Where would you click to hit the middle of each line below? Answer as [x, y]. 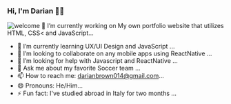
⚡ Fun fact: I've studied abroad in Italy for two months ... [97, 93]
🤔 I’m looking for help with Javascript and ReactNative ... [97, 61]
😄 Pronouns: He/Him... [50, 86]
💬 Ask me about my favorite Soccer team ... [79, 68]
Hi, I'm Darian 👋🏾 [36, 11]
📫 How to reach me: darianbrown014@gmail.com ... [90, 76]
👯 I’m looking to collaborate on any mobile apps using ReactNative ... [114, 53]
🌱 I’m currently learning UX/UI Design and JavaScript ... [96, 47]
